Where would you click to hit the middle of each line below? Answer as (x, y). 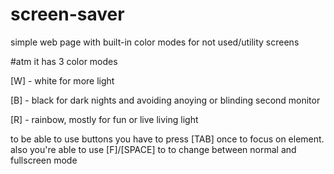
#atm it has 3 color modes (64, 61)
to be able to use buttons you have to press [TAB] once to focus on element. (167, 139)
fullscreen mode (44, 160)
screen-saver (67, 14)
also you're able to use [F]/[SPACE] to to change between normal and (153, 149)
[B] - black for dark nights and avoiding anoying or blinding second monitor (165, 100)
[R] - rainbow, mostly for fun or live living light (104, 119)
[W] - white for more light (62, 80)
